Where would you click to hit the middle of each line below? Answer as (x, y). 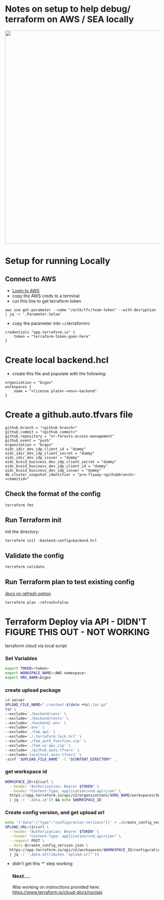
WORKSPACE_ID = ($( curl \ (29, 782)
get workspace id (26, 772)
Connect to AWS (31, 279)
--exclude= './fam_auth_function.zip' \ (46, 741)
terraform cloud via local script (36, 646)
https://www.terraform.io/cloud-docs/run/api (57, 892)
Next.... (21, 876)
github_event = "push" (28, 440)
